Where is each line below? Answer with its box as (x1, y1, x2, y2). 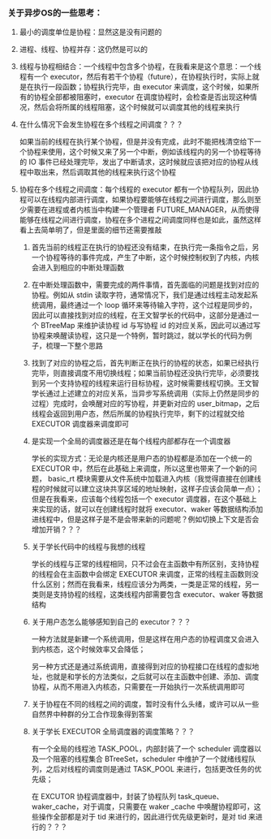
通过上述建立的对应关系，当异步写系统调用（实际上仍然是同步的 (45, 388, 260, 399)
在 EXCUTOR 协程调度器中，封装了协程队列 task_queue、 (31, 792, 224, 802)
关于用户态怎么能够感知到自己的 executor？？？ (31, 617, 191, 627)
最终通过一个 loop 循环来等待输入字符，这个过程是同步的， (59, 301, 257, 310)
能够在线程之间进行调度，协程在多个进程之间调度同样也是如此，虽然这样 (19, 215, 261, 225)
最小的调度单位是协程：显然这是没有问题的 (19, 27, 162, 37)
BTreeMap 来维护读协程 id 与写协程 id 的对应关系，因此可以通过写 (41, 321, 261, 331)
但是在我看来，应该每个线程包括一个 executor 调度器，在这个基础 (31, 494, 251, 504)
